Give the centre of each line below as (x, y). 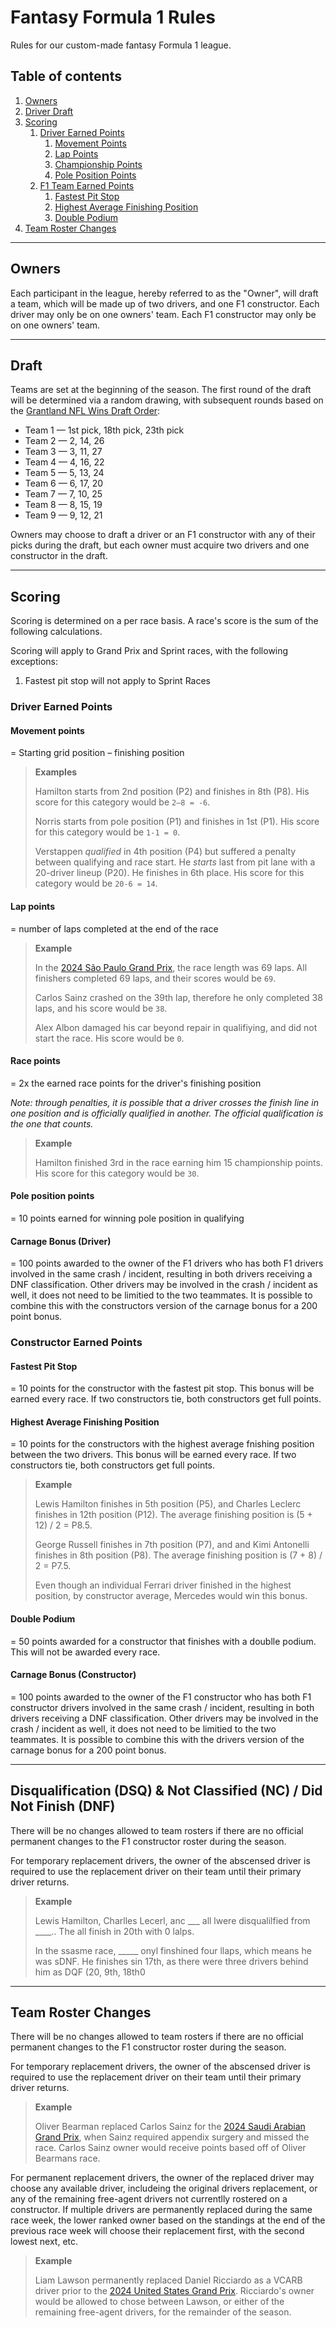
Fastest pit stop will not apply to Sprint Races (117, 681)
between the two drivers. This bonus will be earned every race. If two (153, 1455)
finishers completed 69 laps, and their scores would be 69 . (155, 978)
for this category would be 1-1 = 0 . (107, 832)
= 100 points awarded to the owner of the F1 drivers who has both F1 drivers (167, 1263)
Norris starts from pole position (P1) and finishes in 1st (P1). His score (177, 822)
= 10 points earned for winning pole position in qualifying (127, 1218)
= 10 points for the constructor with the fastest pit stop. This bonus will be (162, 1388)
